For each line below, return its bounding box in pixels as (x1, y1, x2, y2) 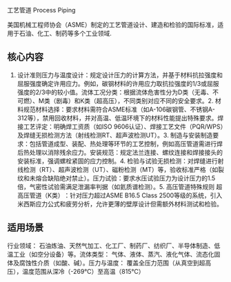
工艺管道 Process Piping (7, 6, 76, 14)
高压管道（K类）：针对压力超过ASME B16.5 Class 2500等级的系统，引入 (17, 191, 223, 199)
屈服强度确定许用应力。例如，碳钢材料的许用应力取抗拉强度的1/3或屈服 (17, 79, 219, 87)
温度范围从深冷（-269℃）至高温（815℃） (21, 267, 145, 275)
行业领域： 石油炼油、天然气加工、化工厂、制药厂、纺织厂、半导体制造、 (7, 241, 214, 250)
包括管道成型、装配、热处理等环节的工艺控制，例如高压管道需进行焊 (29, 140, 223, 148)
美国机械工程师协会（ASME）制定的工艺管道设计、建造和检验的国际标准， (7, 21, 218, 29)
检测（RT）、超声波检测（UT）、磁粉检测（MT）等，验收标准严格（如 (23, 165, 219, 173)
